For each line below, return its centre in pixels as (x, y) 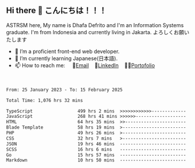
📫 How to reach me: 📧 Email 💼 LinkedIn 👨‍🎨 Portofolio (85, 65)
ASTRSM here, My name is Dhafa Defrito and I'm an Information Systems (95, 25)
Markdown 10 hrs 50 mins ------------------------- (96, 160)
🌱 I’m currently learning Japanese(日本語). (66, 58)
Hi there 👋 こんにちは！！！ (56, 11)
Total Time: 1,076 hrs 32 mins (45, 100)
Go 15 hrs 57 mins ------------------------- (96, 155)
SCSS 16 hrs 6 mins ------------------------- (96, 149)
